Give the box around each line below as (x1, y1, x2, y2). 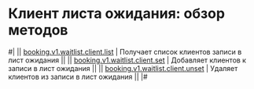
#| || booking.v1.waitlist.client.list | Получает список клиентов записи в (8, 47, 242, 56)
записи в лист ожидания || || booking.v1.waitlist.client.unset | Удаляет (8, 63, 238, 73)
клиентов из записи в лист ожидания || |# (8, 72, 148, 81)
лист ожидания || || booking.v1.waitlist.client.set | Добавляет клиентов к (8, 55, 246, 65)
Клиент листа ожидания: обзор (8, 5, 226, 23)
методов (8, 21, 68, 39)
